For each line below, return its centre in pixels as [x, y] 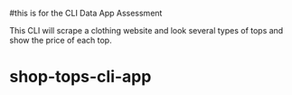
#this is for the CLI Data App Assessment [86, 13]
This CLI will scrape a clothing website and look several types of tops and [146, 30]
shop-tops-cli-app [80, 77]
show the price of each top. [61, 40]
